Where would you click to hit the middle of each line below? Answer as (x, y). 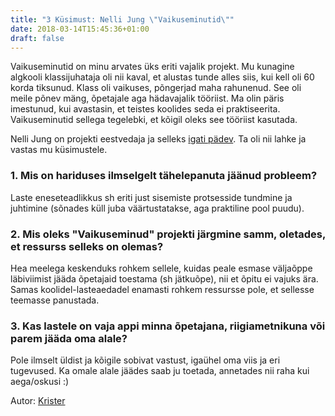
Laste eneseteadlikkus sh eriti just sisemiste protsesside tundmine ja (151, 197)
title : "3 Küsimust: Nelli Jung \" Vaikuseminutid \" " (122, 19)
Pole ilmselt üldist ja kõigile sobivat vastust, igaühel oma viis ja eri (145, 360)
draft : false (37, 38)
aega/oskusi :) (40, 382)
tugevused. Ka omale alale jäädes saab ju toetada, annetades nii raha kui (160, 371)
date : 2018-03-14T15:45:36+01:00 (80, 29)
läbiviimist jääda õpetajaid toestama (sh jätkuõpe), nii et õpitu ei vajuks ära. (164, 278)
